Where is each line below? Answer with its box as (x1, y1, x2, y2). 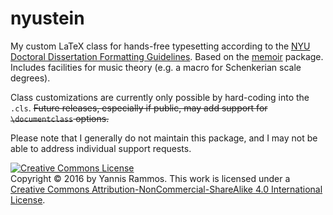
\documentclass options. (10, 112, 110, 124)
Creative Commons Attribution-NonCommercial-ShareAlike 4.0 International (10, 183, 323, 195)
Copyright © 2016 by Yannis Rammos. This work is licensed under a (10, 172, 291, 184)
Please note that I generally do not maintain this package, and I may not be (10, 132, 318, 144)
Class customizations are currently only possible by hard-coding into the (10, 91, 310, 103)
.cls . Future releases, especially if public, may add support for (10, 102, 268, 114)
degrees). (10, 72, 51, 84)
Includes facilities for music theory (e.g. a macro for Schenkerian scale (10, 61, 302, 73)
